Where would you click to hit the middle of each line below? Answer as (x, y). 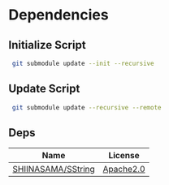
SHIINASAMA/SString (54, 170)
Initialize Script (48, 45)
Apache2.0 (124, 170)
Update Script (44, 89)
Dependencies (58, 15)
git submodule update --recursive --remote (87, 107)
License (124, 156)
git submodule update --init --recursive (83, 63)
